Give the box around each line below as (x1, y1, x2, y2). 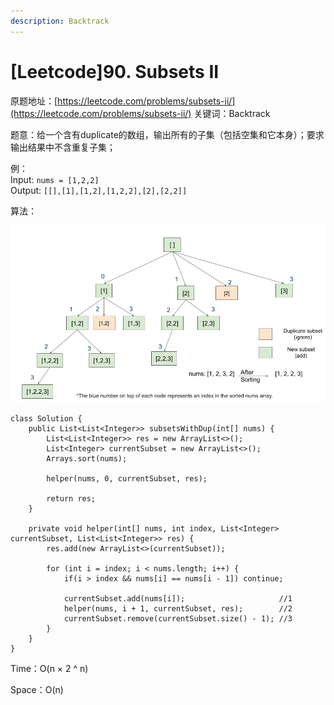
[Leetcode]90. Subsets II (10, 60, 220, 83)
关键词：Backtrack (193, 107, 271, 119)
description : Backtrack (10, 16, 110, 26)
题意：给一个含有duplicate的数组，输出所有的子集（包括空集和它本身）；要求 (10, 128, 325, 140)
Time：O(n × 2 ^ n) (10, 663, 89, 675)
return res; (46, 494, 97, 504)
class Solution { (10, 414, 83, 424)
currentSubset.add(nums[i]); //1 (63, 594, 293, 604)
